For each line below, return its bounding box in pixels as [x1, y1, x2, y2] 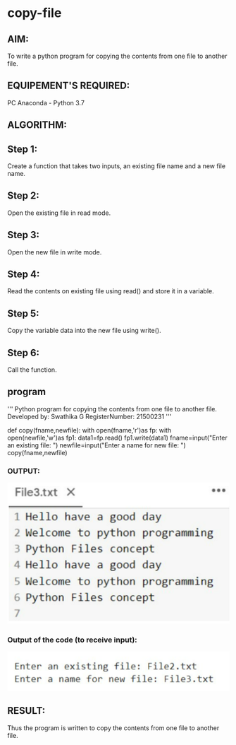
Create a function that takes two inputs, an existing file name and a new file [7, 162, 226, 170]
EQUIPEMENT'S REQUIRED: [7, 80, 130, 92]
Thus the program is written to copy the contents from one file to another [7, 723, 220, 732]
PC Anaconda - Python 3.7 [7, 98, 85, 107]
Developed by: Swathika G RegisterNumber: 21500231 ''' [7, 412, 172, 421]
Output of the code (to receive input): [7, 635, 137, 645]
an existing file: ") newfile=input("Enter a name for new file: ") [7, 440, 186, 450]
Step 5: [7, 307, 40, 319]
